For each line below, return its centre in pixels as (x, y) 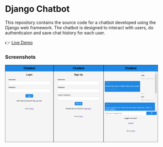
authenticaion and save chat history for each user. (55, 33)
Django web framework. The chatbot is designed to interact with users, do (79, 27)
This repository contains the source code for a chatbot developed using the (81, 22)
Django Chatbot (37, 9)
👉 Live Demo (19, 42)
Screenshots (20, 57)
